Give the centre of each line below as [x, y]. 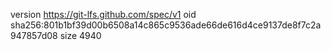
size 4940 [80, 35]
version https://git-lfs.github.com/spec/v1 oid [103, 14]
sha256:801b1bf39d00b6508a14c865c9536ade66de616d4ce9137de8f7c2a [166, 25]
